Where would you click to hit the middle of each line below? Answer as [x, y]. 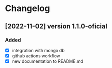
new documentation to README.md [48, 61]
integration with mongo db [38, 50]
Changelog [28, 8]
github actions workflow [36, 55]
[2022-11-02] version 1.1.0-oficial [56, 26]
